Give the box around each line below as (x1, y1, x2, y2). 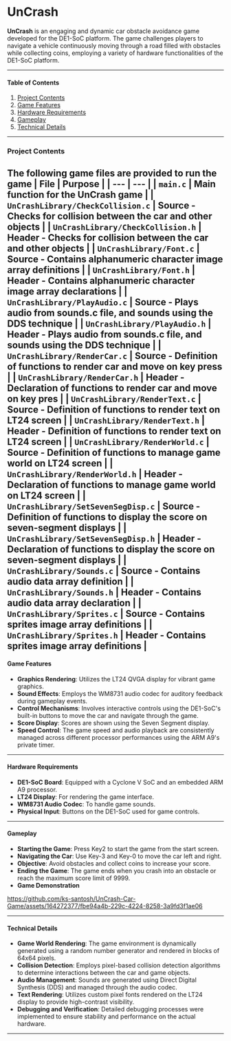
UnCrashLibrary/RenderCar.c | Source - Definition (7, 350, 218, 362)
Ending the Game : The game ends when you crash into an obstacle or (16, 867, 217, 875)
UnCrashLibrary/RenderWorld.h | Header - (7, 468, 184, 480)
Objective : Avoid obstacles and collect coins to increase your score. (16, 859, 211, 868)
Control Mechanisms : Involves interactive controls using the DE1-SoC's (16, 704, 221, 712)
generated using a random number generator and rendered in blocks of (16, 947, 220, 955)
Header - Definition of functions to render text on (7, 426, 221, 437)
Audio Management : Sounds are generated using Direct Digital (16, 976, 197, 984)
